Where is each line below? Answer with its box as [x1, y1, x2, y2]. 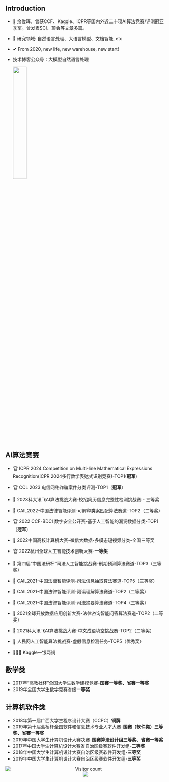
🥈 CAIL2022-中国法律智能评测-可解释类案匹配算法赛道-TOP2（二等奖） [12, 507, 163, 513]
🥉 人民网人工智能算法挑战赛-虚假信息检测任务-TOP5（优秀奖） [12, 638, 145, 645]
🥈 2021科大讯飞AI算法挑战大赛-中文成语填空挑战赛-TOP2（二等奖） [12, 627, 154, 633]
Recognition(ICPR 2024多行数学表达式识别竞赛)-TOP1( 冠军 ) [12, 473, 137, 479]
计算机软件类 [5, 703, 46, 711]
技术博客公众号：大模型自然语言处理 [12, 56, 89, 62]
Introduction [5, 4, 46, 13]
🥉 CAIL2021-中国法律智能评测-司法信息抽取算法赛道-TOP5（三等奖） [12, 578, 158, 584]
